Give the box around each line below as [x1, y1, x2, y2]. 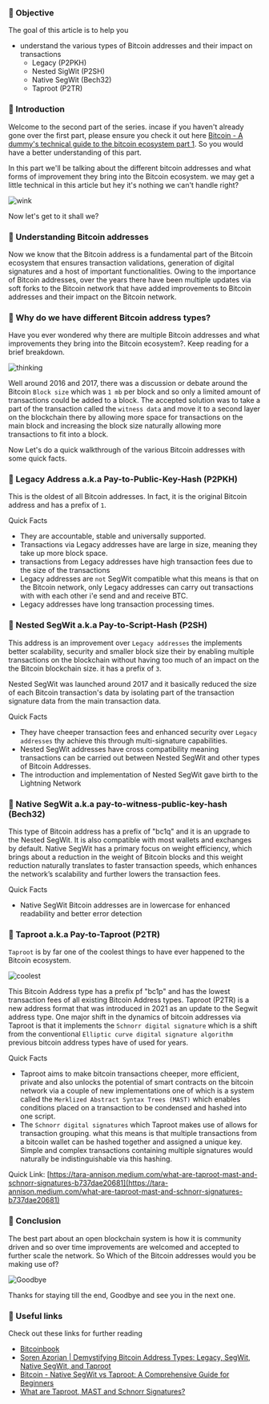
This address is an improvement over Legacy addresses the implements [8, 638, 243, 647]
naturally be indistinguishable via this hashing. [19, 1154, 173, 1164]
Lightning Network [19, 778, 82, 788]
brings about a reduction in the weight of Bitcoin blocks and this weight [8, 852, 243, 862]
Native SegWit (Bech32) [31, 75, 112, 85]
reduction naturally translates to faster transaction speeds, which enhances [8, 861, 258, 870]
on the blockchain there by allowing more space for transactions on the [8, 412, 243, 422]
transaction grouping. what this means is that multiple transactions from [19, 1129, 258, 1138]
